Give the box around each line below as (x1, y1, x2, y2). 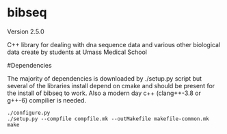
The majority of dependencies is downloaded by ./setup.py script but (7, 74, 202, 83)
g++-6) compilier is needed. (7, 96, 87, 104)
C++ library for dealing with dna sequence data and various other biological (7, 40, 221, 49)
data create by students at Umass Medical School (7, 48, 147, 56)
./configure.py (7, 109, 51, 116)
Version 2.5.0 (7, 27, 44, 36)
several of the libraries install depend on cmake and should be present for (7, 81, 215, 90)
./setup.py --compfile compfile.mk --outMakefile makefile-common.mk (7, 115, 210, 122)
